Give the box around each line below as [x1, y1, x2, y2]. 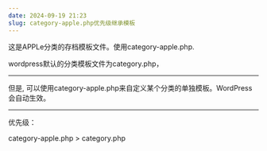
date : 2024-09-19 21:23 [8, 11, 87, 20]
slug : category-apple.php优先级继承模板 [8, 19, 136, 27]
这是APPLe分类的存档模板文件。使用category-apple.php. [8, 41, 195, 52]
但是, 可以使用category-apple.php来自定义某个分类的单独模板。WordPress [8, 83, 253, 92]
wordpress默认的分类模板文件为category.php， [8, 59, 164, 68]
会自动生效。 [8, 93, 50, 103]
